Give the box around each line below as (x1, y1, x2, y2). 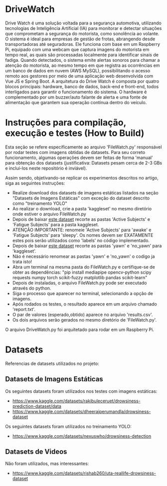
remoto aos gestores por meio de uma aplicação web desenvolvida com (5, 73, 154, 79)
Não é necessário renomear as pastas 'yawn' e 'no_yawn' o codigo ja (12, 253, 155, 259)
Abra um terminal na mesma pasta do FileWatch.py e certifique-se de (12, 264, 156, 270)
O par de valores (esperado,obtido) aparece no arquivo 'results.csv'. (12, 312, 153, 318)
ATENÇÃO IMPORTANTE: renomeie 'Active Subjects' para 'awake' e (12, 227, 152, 233)
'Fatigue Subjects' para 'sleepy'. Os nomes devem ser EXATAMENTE (12, 232, 154, 238)
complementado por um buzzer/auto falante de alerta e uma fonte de (5, 94, 147, 100)
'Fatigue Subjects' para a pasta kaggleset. (12, 221, 99, 227)
